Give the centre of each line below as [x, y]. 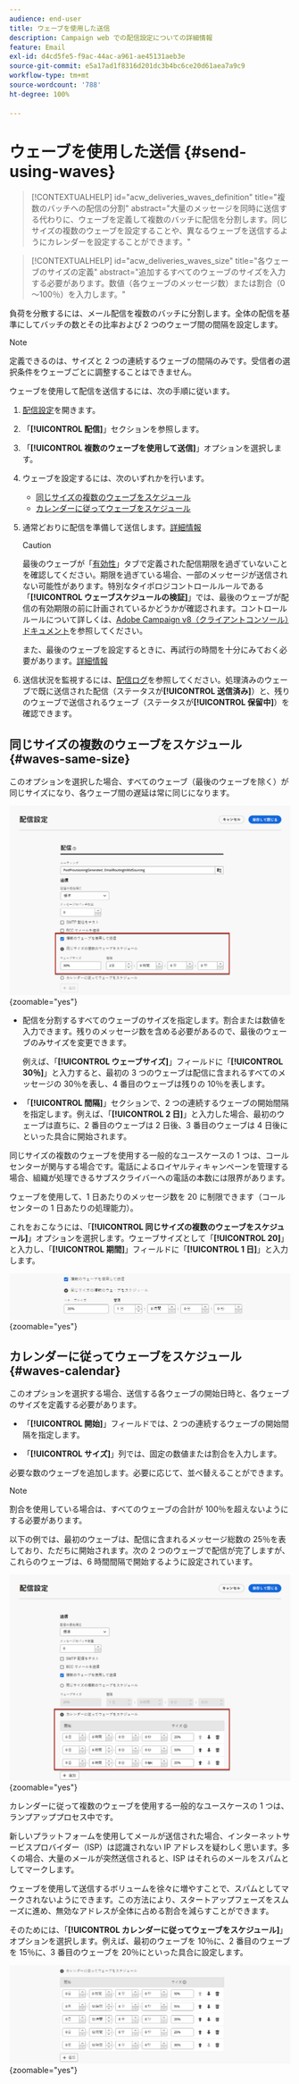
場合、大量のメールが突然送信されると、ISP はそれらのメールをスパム [153, 1859]
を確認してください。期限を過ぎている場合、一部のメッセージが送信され [155, 575]
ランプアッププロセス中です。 [64, 1817]
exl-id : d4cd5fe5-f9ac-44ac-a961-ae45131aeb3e [97, 57]
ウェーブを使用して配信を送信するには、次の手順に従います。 [122, 391]
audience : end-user [46, 19]
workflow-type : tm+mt [50, 76]
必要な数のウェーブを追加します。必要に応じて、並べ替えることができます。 [149, 1473]
